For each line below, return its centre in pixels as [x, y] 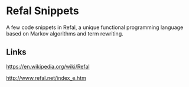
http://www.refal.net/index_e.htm [46, 78]
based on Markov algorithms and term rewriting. [65, 33]
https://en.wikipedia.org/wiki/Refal [48, 66]
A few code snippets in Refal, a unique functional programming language [95, 27]
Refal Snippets [43, 11]
